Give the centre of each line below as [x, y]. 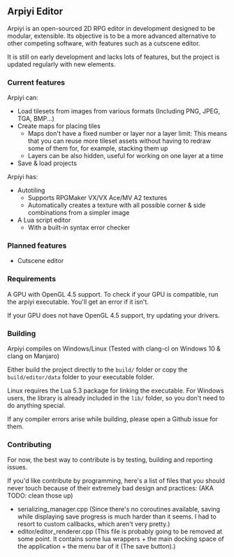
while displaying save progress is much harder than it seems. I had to [117, 516]
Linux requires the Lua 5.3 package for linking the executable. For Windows [116, 390]
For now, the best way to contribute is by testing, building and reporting [110, 460]
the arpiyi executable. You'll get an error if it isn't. [78, 302]
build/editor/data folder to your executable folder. [81, 377]
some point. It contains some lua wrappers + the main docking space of [121, 539]
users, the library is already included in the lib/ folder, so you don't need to [116, 398]
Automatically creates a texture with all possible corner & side [117, 205]
